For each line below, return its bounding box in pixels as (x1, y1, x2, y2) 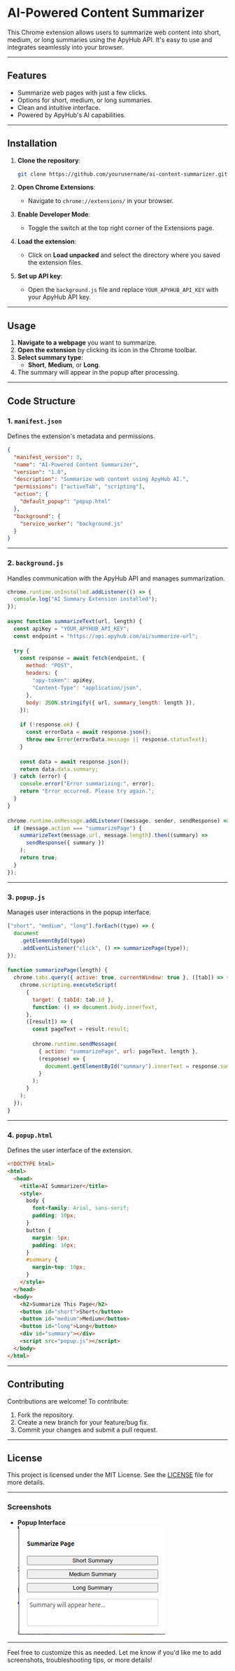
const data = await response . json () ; (20, 758, 130, 765)
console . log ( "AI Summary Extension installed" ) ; (13, 596, 158, 603)
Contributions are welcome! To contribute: (7, 1397, 129, 1405)
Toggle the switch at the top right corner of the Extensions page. (27, 224, 215, 232)
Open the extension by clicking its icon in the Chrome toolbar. (17, 346, 197, 354)
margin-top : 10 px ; (32, 1264, 86, 1271)
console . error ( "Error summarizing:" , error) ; (20, 781, 155, 788)
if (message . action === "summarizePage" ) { (13, 825, 142, 832)
